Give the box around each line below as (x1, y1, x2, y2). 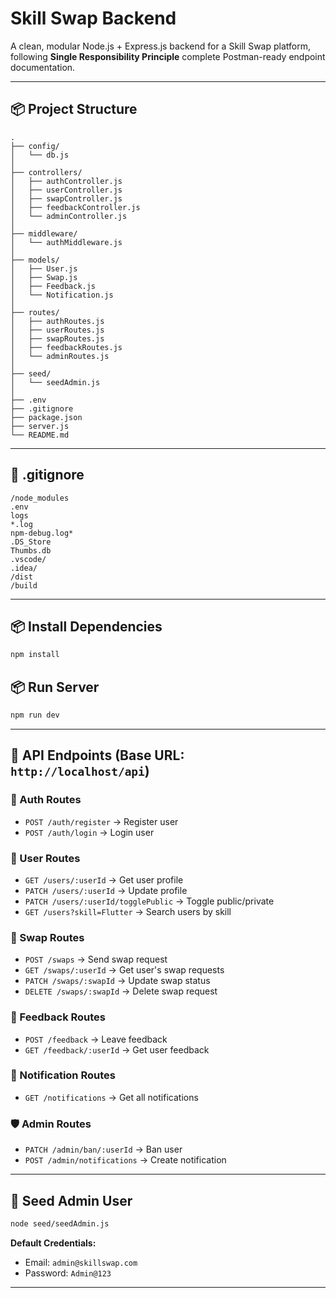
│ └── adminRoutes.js (10, 351, 110, 361)
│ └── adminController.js (10, 211, 128, 221)
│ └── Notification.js (10, 290, 114, 300)
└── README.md (10, 430, 70, 440)
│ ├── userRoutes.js (10, 325, 105, 335)
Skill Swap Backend (10, 7, 177, 30)
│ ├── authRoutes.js (10, 316, 105, 326)
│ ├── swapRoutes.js (10, 333, 105, 344)
